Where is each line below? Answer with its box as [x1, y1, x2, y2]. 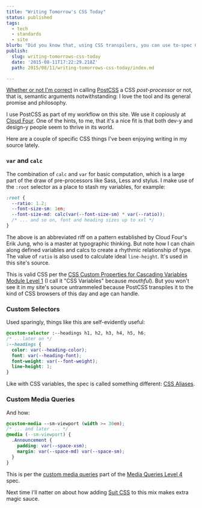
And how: [6, 409, 30, 416]
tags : [6, 20, 20, 26]
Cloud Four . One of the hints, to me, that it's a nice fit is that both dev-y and [6, 117, 193, 124]
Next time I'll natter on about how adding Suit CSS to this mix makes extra [6, 488, 189, 496]
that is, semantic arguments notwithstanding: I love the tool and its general [6, 93, 191, 100]
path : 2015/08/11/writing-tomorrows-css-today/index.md [11, 64, 155, 71]
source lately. [6, 142, 40, 149]
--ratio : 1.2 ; [11, 200, 47, 206]
